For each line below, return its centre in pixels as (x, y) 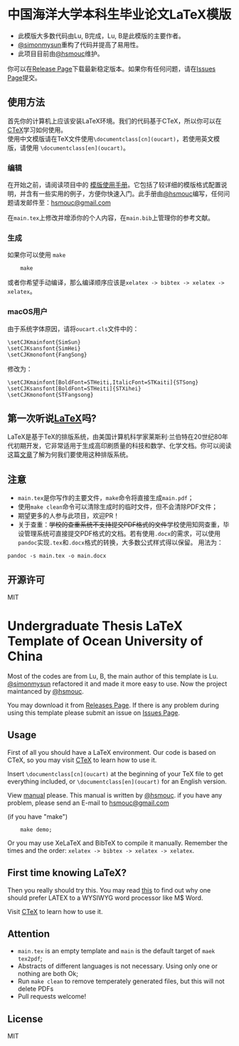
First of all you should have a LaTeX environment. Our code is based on (112, 752)
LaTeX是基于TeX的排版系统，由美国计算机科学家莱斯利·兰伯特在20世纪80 (115, 437)
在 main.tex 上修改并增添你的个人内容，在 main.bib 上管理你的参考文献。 (111, 218)
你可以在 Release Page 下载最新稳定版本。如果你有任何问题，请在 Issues (111, 68)
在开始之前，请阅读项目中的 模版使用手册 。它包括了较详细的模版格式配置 (114, 185)
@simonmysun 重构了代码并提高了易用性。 (80, 44)
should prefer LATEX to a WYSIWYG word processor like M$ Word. (105, 898)
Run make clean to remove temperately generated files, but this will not (121, 981)
